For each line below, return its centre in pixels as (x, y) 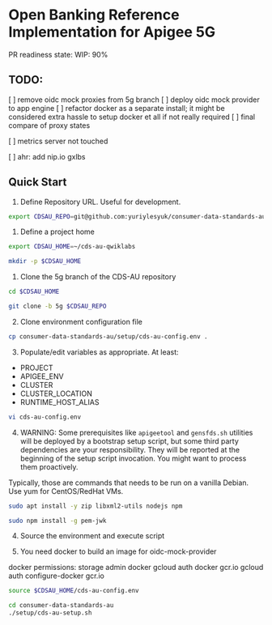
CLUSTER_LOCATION (56, 393)
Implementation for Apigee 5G (112, 32)
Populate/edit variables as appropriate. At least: (100, 352)
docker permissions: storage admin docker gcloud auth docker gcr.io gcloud (136, 568)
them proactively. (49, 466)
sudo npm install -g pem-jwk (57, 521)
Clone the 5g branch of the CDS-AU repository (98, 277)
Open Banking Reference (94, 15)
